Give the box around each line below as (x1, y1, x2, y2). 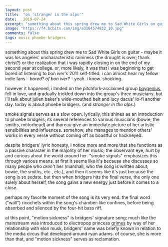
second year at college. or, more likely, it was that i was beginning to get (5, 65, 154, 71)
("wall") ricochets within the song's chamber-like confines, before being (5, 199, 154, 205)
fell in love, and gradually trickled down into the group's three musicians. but (5, 91, 163, 97)
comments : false (5, 31, 39, 36)
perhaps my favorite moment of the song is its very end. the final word (5, 194, 150, 200)
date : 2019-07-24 (5, 17, 46, 22)
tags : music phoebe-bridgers (5, 36, 66, 41)
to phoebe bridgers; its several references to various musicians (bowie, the (5, 116, 160, 122)
